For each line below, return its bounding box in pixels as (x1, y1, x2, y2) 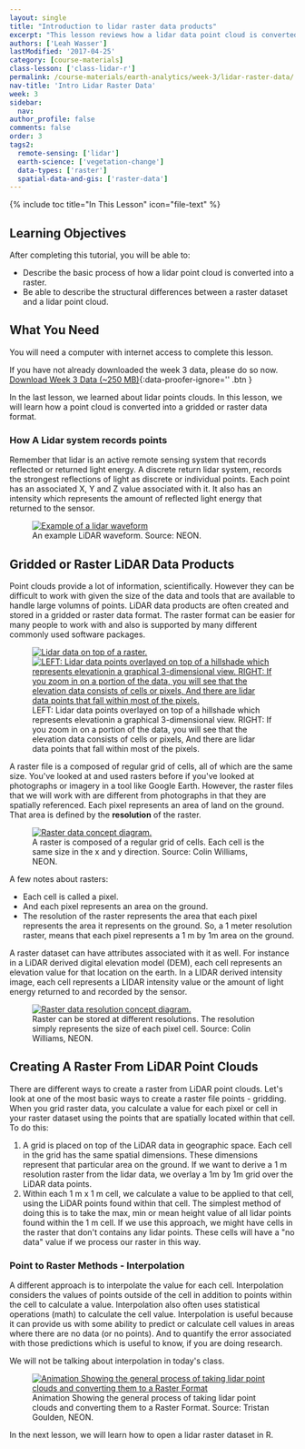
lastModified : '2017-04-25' (9, 47, 116, 56)
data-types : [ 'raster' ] (17, 166, 107, 175)
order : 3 (9, 132, 43, 141)
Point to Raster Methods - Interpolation (9, 1259, 185, 1272)
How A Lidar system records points (9, 433, 168, 446)
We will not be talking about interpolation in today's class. (9, 1355, 225, 1366)
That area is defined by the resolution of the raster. (9, 809, 202, 820)
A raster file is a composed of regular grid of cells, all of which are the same (9, 761, 293, 772)
